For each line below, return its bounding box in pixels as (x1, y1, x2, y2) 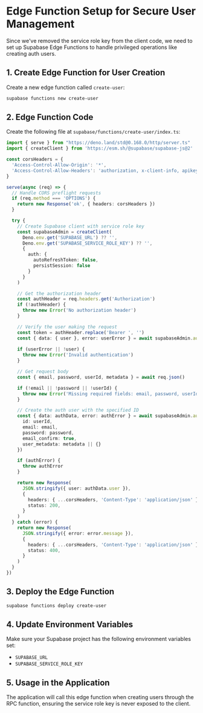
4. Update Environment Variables (6, 619, 134, 630)
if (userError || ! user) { (17, 346, 85, 352)
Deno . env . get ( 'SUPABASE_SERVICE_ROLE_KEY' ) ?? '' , (22, 240, 153, 246)
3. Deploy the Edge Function (6, 586, 115, 597)
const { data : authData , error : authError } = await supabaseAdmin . (17, 413, 193, 419)
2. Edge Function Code (6, 112, 94, 122)
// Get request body (17, 369, 69, 375)
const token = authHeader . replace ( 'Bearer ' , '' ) (17, 329, 145, 335)
